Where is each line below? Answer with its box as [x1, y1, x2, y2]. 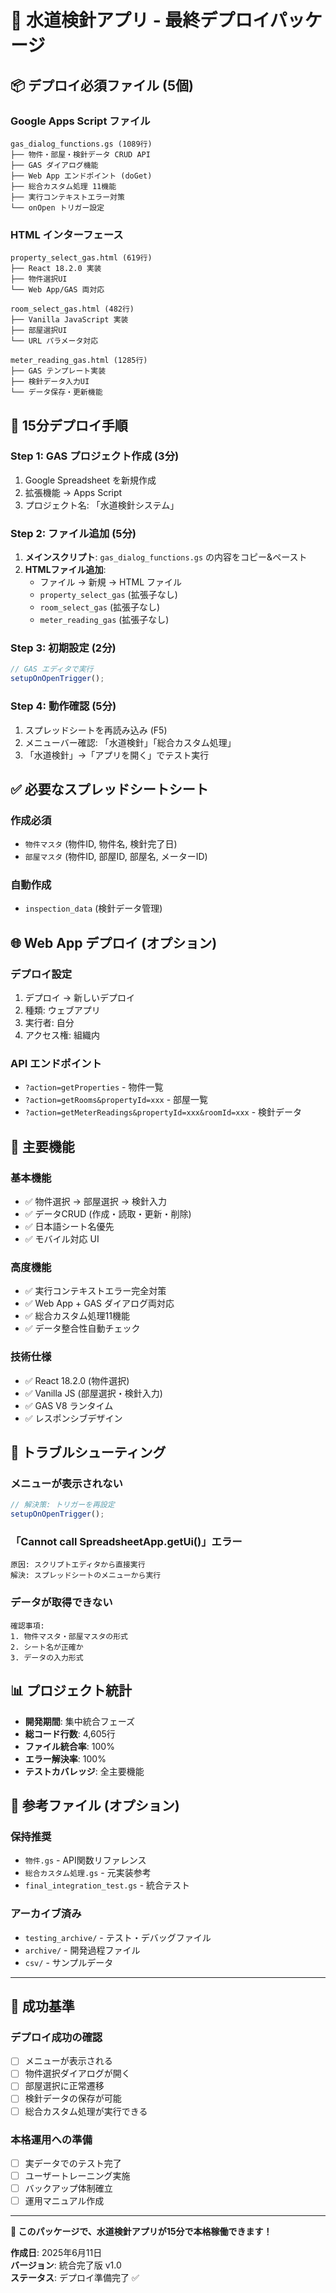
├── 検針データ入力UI [10, 377, 90, 387]
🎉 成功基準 [10, 1997, 75, 2015]
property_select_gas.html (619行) [10, 253, 153, 263]
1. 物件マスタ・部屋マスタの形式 [10, 1631, 128, 1641]
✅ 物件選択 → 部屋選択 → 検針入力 [24, 1196, 168, 1208]
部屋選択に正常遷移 [24, 2080, 105, 2092]
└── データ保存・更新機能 [10, 387, 103, 398]
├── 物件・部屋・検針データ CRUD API [10, 149, 151, 160]
